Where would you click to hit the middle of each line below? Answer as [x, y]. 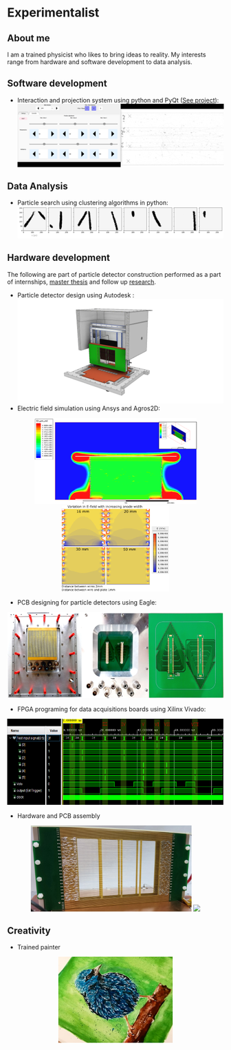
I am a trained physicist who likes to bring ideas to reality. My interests [107, 54]
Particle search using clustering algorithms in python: [92, 203]
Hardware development [59, 258]
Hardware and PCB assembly [59, 816]
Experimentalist [53, 13]
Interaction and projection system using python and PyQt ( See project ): [118, 100]
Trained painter [38, 947]
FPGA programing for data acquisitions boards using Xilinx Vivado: [111, 709]
